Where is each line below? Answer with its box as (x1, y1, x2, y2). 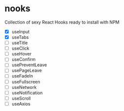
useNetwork (11, 84, 37, 90)
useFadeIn (11, 73, 33, 79)
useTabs (11, 34, 29, 40)
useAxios (11, 101, 30, 107)
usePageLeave (11, 67, 42, 74)
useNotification (11, 89, 43, 96)
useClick (11, 45, 30, 52)
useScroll (11, 95, 31, 101)
